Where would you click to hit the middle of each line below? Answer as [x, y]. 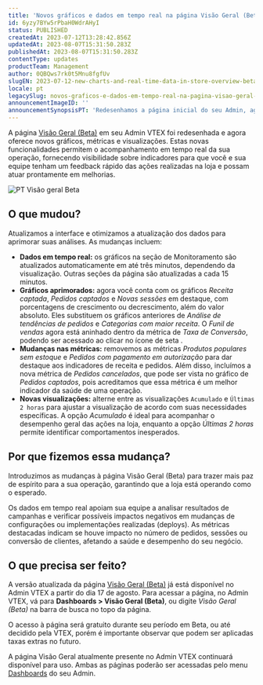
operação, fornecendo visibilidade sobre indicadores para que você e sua [127, 158]
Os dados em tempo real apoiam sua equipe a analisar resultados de [119, 507]
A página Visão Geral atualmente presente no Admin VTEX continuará [121, 657]
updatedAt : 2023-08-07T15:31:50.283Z [70, 45]
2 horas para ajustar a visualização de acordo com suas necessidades [133, 407]
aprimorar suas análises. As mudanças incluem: [85, 241]
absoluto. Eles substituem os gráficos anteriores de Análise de [120, 315]
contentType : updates [43, 60]
